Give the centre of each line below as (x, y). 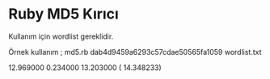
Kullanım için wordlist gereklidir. (61, 36)
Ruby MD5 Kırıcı (63, 14)
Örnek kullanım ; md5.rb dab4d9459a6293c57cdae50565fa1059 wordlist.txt (135, 52)
